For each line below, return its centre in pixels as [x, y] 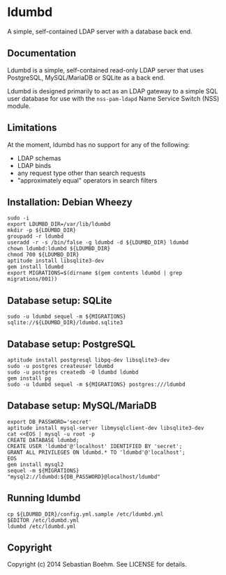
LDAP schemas [39, 158]
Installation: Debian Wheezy [70, 202]
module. [19, 106]
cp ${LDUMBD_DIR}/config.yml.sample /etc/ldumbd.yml [85, 514]
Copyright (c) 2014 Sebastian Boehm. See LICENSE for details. [97, 565]
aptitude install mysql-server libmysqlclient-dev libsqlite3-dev [106, 428]
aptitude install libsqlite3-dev [56, 261]
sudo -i [18, 218]
